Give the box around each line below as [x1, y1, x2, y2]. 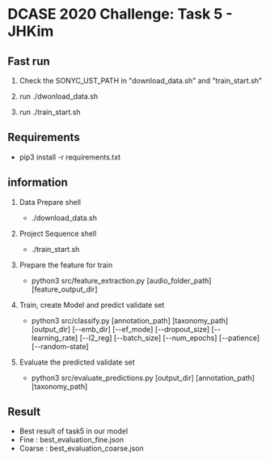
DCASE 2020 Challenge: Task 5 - [7, 5, 233, 23]
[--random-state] [31, 341, 90, 351]
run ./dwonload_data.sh [19, 92, 99, 101]
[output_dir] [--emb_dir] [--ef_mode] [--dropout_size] [31, 324, 210, 334]
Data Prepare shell [19, 197, 82, 207]
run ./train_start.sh [19, 107, 82, 117]
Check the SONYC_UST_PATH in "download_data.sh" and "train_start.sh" [19, 76, 263, 85]
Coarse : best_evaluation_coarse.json [19, 443, 145, 454]
